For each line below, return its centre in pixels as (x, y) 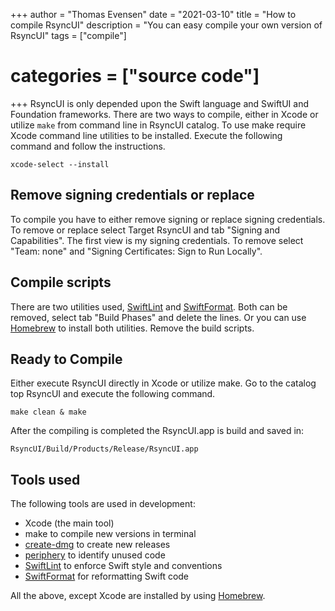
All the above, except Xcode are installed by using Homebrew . (138, 596)
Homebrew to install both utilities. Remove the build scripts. (132, 328)
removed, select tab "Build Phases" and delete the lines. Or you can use (158, 317)
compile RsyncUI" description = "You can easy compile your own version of (166, 25)
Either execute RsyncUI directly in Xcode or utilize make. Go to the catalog (163, 383)
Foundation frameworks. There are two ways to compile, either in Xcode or (164, 114)
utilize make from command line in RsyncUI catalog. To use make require (158, 125)
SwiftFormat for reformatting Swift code (107, 576)
